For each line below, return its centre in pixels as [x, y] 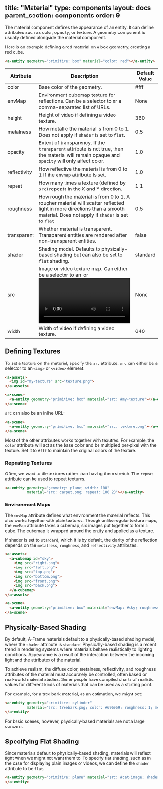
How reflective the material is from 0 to [83, 169]
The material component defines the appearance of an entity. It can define [80, 27]
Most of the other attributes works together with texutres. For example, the [80, 440]
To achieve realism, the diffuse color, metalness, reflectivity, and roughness [81, 669]
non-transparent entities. [67, 241]
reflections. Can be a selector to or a [80, 101]
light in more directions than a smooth [81, 209]
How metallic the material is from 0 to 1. [84, 129]
